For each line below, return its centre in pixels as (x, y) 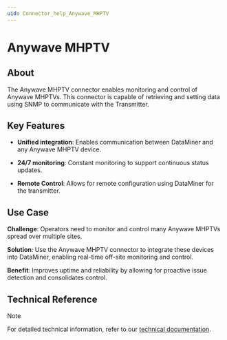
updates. (30, 170)
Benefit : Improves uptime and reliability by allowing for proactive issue (107, 270)
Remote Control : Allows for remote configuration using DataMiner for (116, 184)
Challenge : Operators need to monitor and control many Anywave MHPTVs (114, 229)
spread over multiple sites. (45, 236)
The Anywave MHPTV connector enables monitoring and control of (102, 89)
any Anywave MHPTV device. (59, 149)
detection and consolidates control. (57, 278)
